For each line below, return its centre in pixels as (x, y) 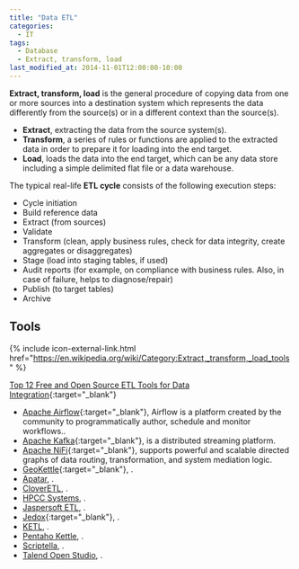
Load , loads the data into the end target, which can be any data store (150, 158)
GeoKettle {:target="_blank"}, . (78, 469)
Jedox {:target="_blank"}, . (71, 517)
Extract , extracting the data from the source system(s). (124, 129)
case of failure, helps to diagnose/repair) (97, 279)
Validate (37, 231)
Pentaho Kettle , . (53, 536)
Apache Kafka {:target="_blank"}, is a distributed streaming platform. (149, 440)
